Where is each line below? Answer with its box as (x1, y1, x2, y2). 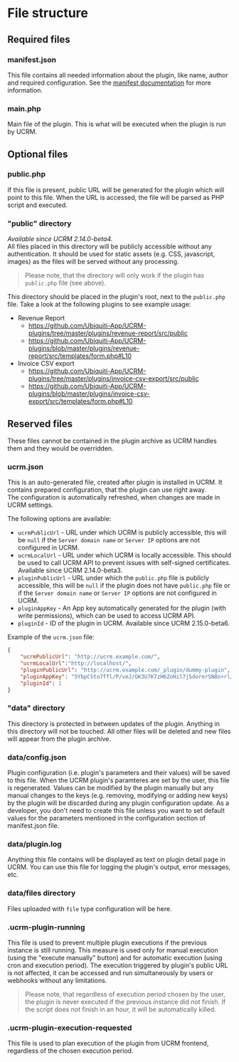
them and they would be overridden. (7, 443, 114, 453)
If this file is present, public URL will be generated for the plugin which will (7, 185, 225, 194)
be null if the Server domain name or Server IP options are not (17, 536, 201, 545)
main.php (7, 103, 41, 113)
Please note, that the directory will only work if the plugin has (24, 271, 205, 280)
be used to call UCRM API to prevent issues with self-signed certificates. (17, 559, 231, 567)
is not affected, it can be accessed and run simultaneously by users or (7, 968, 213, 977)
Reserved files (7, 418, 73, 430)
